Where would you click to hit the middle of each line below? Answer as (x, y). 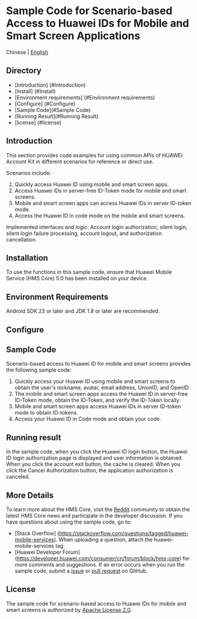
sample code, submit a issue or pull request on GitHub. (81, 571)
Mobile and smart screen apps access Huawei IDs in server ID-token (98, 406)
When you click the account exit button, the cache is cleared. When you (93, 464)
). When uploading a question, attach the (103, 539)
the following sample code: (39, 370)
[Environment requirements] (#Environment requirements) (85, 97)
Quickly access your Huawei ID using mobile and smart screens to (95, 382)
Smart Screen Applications (73, 36)
